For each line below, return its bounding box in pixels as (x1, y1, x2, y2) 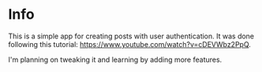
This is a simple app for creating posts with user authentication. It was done (8, 31, 255, 41)
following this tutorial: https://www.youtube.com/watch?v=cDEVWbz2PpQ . (8, 39, 251, 49)
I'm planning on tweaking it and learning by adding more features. (8, 55, 223, 64)
